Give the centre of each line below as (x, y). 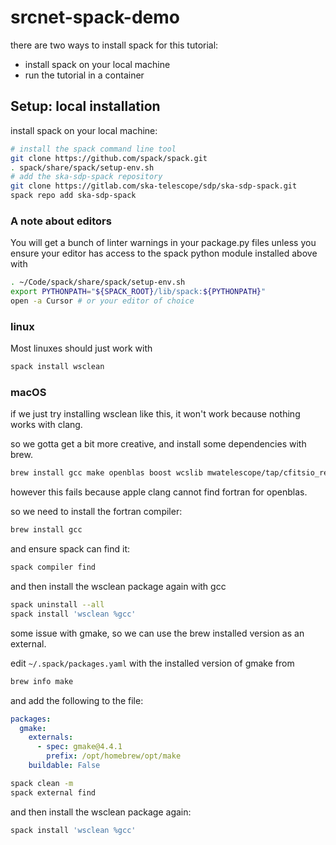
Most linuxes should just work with (81, 348)
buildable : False (64, 766)
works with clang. (46, 425)
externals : (51, 737)
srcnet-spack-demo (95, 17)
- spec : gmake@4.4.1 (79, 747)
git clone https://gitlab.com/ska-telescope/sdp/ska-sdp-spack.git (154, 186)
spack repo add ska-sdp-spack (73, 196)
